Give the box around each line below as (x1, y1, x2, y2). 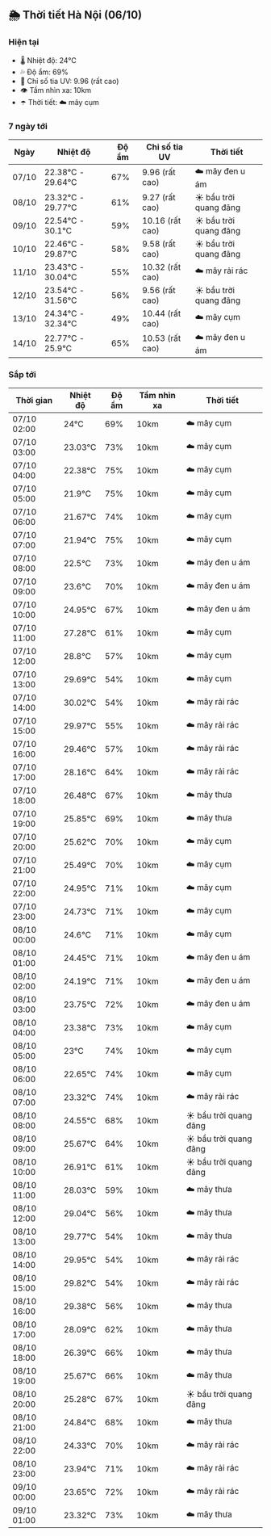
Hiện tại (8, 36, 40, 48)
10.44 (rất (142, 308, 181, 319)
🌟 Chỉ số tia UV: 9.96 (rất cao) (19, 76, 119, 86)
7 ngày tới (8, 120, 48, 132)
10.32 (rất (142, 261, 181, 272)
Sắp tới (8, 368, 36, 380)
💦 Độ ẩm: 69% (19, 67, 69, 77)
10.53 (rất (142, 333, 181, 344)
